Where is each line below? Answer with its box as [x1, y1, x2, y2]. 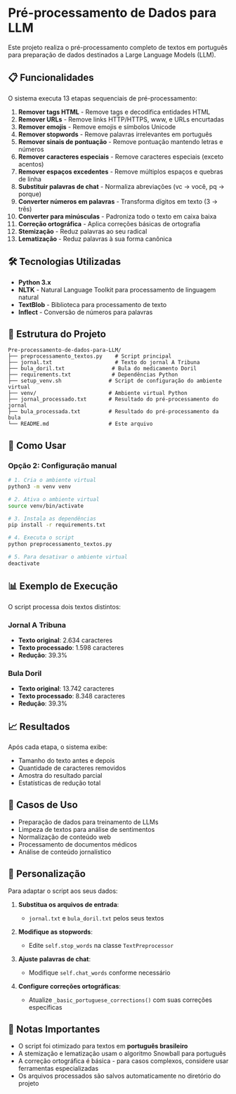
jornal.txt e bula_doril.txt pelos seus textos [28, 913, 164, 922]
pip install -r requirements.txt [8, 521, 106, 528]
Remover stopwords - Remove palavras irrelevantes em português [18, 130, 213, 138]
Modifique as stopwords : [18, 927, 93, 936]
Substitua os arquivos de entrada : [18, 900, 119, 909]
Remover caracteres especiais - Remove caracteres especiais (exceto [18, 152, 224, 161]
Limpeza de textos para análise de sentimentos [18, 825, 155, 833]
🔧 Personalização [8, 868, 86, 880]
